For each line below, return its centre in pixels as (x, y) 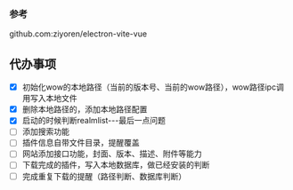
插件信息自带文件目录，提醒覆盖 (81, 143)
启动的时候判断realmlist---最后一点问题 (94, 121)
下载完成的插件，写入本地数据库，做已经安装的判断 (116, 165)
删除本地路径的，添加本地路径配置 (85, 109)
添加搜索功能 (45, 131)
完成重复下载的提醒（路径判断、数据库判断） (104, 176)
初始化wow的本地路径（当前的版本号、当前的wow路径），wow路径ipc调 (153, 87)
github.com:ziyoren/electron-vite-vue (78, 34)
